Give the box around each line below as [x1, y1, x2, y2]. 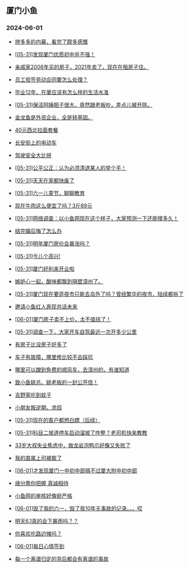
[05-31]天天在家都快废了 [14, 177, 75, 184]
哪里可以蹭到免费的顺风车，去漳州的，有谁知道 [14, 366, 129, 373]
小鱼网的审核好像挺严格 [14, 492, 72, 499]
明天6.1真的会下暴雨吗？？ [14, 517, 79, 524]
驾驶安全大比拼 [14, 151, 52, 158]
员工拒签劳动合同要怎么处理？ [14, 76, 88, 83]
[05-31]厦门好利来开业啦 [14, 265, 75, 272]
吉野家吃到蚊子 [14, 391, 52, 398]
